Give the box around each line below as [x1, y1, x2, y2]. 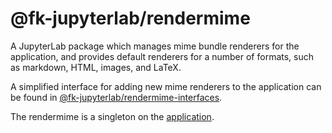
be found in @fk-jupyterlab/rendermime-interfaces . [10, 91, 223, 103]
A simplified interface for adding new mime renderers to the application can [10, 80, 322, 92]
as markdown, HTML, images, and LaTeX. [10, 61, 182, 73]
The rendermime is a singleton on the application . [10, 110, 215, 122]
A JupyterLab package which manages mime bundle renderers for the [10, 40, 300, 52]
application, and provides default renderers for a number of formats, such [10, 50, 315, 62]
